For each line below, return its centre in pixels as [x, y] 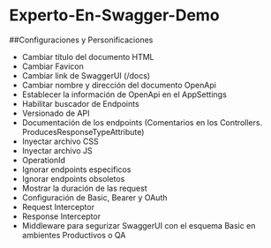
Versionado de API [56, 113]
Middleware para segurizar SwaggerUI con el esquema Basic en [139, 225]
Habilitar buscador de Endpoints [80, 103]
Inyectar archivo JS [57, 150]
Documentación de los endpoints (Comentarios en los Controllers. [142, 122]
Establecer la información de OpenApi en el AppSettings [124, 94]
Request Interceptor [58, 207]
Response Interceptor [61, 216]
